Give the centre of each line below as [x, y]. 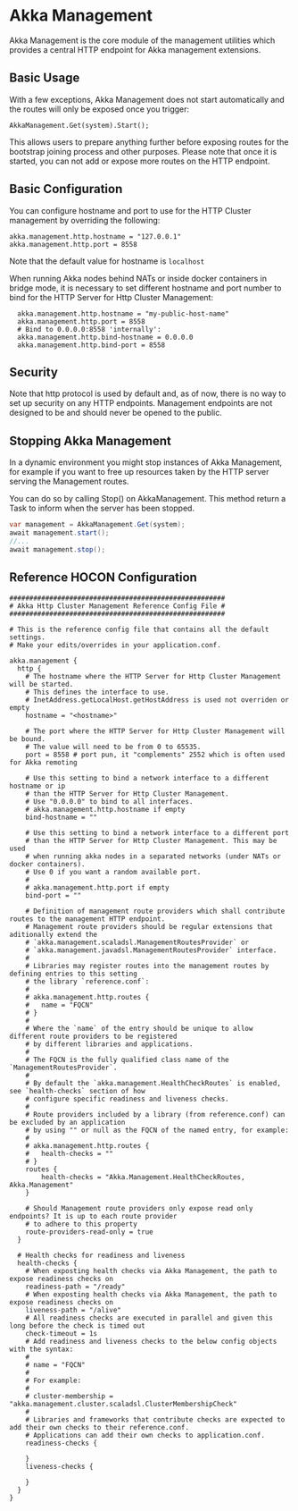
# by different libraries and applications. [109, 1044]
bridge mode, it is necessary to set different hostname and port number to [145, 288]
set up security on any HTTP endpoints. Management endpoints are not [141, 403]
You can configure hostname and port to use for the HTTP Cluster [130, 210]
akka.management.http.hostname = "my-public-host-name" [123, 314]
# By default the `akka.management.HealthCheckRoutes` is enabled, [153, 1083]
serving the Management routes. [69, 481]
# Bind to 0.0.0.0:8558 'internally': [90, 329]
